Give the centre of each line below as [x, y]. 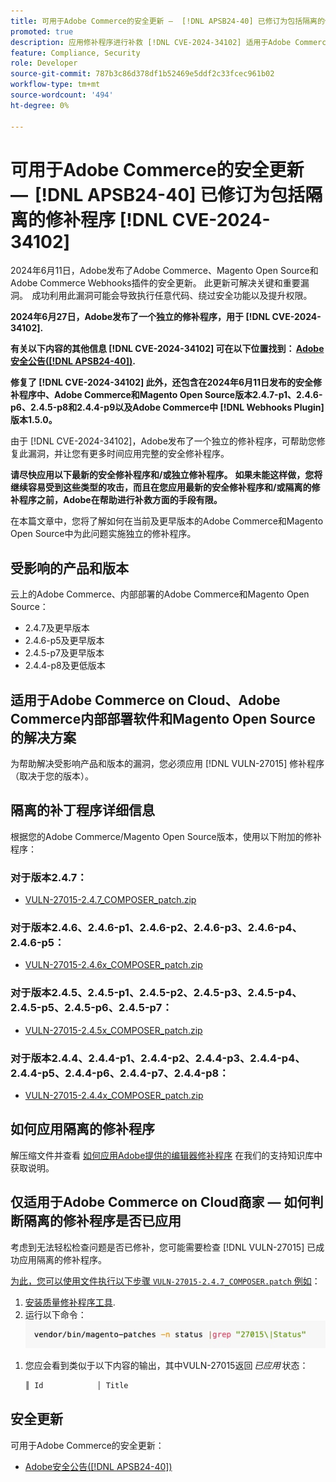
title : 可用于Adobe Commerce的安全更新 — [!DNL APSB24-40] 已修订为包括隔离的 [167, 21]
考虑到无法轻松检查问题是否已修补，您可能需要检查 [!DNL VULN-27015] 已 [163, 1247]
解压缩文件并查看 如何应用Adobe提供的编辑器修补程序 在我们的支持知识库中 [166, 1155]
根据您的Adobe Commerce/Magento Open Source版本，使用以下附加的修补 [166, 836]
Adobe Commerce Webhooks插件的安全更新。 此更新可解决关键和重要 [155, 283]
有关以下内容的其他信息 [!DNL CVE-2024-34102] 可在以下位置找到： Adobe [167, 349]
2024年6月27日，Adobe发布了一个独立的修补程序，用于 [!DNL [140, 317]
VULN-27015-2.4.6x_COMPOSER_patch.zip [113, 965]
